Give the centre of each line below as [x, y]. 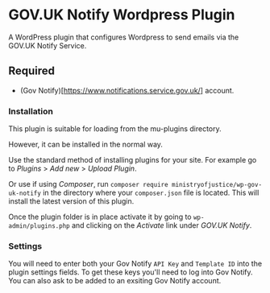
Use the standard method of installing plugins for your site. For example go [133, 160]
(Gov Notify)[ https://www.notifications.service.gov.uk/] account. [127, 90]
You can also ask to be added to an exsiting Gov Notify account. [115, 281]
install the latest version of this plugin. [71, 201]
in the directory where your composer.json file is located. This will [151, 193]
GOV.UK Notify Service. [48, 45]
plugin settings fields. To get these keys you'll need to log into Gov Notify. [131, 272]
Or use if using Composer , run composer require [88, 184]
